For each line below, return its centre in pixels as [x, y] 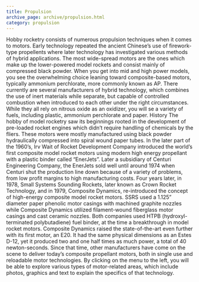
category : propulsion [33, 23]
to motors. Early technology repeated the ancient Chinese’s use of [87, 46]
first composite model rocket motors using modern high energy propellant [97, 153]
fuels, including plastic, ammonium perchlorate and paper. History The [92, 115]
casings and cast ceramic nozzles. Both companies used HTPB [83, 216]
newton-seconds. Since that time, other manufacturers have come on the [96, 248]
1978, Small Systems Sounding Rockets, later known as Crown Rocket [91, 185]
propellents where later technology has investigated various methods [103, 52]
